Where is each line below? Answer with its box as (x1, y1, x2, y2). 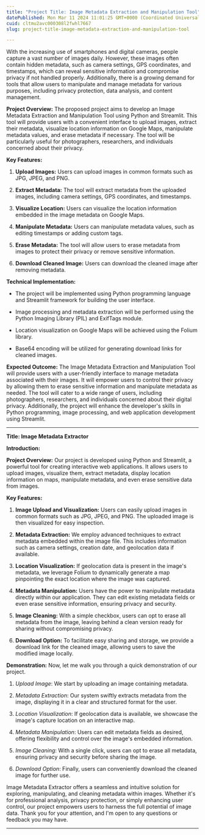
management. (6, 94, 41, 101)
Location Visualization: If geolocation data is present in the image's (15, 562, 187, 570)
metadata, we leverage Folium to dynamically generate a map (15, 569, 170, 576)
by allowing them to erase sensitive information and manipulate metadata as (6, 383, 198, 390)
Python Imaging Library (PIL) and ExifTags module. (15, 315, 143, 322)
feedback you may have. (6, 816, 68, 823)
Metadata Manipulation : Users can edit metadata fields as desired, (15, 729, 184, 736)
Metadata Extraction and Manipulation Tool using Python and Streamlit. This (6, 112, 197, 119)
